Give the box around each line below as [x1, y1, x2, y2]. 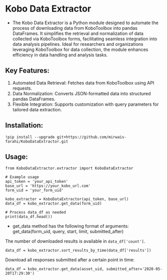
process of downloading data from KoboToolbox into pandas [12, 25, 138, 31]
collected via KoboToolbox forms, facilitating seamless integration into [12, 36, 157, 42]
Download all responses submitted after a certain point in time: [5, 257, 135, 263]
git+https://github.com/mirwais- [57, 134, 127, 139]
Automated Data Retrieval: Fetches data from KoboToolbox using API [12, 80, 154, 86]
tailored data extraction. [12, 106, 62, 112]
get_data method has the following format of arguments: [12, 223, 129, 229]
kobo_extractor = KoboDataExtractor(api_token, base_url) [5, 197, 129, 202]
